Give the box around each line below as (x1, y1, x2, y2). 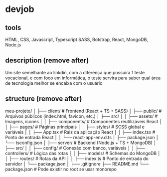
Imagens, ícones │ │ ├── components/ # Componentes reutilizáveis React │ (5, 118, 163, 124)
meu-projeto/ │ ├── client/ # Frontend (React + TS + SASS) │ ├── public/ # (5, 108, 162, 114)
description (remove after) (5, 56, 89, 65)
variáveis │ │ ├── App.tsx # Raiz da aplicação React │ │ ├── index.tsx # (5, 129, 156, 135)
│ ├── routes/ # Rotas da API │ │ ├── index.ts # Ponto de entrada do (5, 156, 149, 162)
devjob (5, 3, 35, 15)
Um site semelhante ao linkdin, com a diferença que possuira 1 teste (5, 69, 145, 75)
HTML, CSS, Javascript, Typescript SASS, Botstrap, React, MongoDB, (5, 36, 149, 42)
